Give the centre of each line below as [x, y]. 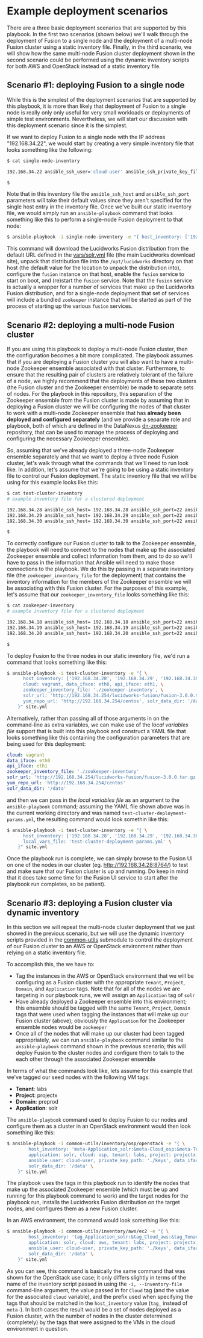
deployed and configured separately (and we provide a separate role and [99, 419]
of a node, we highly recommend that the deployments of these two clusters [101, 381]
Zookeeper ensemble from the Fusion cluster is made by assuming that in [98, 400]
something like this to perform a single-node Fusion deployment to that [95, 220]
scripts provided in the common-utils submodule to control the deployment [100, 940]
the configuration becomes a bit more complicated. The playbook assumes [100, 355]
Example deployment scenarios [87, 11]
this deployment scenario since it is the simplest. [67, 125]
